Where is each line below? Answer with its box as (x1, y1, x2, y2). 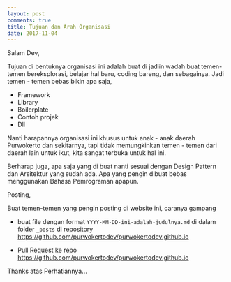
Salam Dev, (7, 49, 40, 57)
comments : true (7, 17, 52, 24)
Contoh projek (17, 113, 59, 121)
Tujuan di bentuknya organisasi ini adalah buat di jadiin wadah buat (7, 62, 200, 70)
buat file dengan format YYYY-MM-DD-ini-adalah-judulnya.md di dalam (17, 218, 216, 226)
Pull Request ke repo (17, 246, 77, 255)
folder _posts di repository (17, 225, 94, 234)
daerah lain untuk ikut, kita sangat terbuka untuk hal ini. (7, 149, 166, 157)
